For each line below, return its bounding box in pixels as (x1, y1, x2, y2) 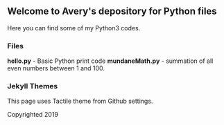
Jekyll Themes (7, 81, 58, 91)
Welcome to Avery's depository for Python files (7, 6, 217, 17)
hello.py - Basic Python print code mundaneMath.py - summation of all (7, 57, 214, 65)
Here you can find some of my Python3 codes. (7, 23, 141, 32)
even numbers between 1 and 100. (7, 64, 105, 73)
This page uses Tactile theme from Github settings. (7, 97, 153, 106)
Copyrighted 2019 (7, 110, 59, 119)
